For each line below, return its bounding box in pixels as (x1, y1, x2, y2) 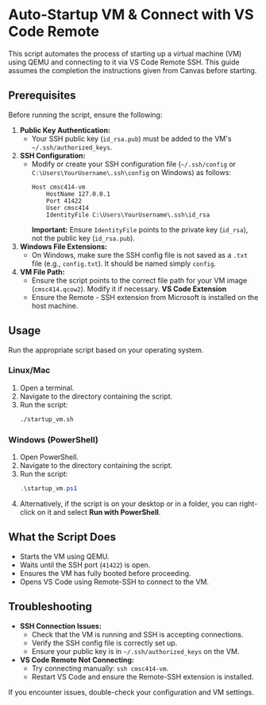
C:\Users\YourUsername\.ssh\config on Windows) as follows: (31, 167, 232, 177)
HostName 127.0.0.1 (46, 189, 111, 198)
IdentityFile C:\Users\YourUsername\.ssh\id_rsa (46, 211, 210, 219)
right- (239, 499, 258, 508)
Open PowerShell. (19, 452, 79, 462)
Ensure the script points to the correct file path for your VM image (31, 275, 248, 285)
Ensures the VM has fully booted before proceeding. (19, 568, 192, 578)
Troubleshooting (8, 600, 93, 613)
